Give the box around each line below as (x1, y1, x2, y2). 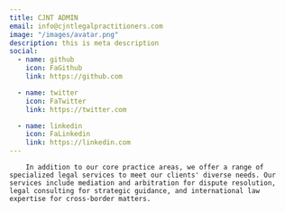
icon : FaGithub (25, 64, 83, 73)
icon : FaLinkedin (25, 130, 91, 139)
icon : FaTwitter (25, 97, 87, 106)
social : (9, 47, 39, 56)
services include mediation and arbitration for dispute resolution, (9, 179, 277, 188)
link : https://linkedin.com (25, 138, 131, 147)
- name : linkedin (17, 121, 83, 131)
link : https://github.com (25, 72, 124, 81)
